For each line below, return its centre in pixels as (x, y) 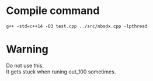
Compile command (53, 11)
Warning (27, 49)
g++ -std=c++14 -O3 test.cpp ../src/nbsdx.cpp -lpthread (77, 26)
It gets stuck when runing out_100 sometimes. (61, 72)
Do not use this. (25, 65)
